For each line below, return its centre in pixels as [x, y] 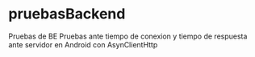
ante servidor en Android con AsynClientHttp [83, 44]
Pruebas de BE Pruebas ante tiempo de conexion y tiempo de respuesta [128, 36]
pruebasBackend [67, 14]
